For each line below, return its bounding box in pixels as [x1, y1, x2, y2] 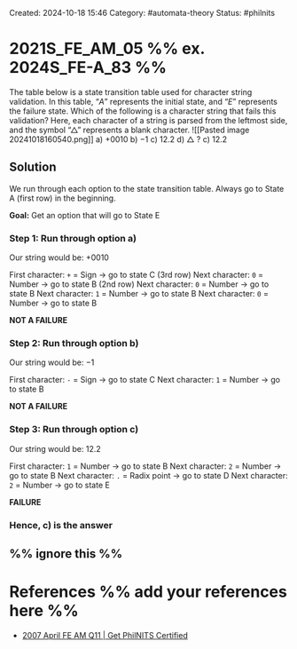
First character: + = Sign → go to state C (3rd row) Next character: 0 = [9, 270, 264, 281]
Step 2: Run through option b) [9, 336, 139, 349]
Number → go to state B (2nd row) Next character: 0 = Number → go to [9, 279, 270, 289]
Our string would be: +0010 [9, 252, 109, 263]
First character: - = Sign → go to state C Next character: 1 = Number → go [9, 375, 281, 385]
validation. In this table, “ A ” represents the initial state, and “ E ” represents [9, 96, 277, 107]
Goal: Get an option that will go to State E [9, 210, 160, 220]
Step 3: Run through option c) [9, 423, 139, 436]
